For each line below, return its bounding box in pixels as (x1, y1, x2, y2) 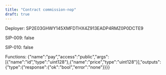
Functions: (5, 53, 27, 59)
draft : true (5, 12, 30, 17)
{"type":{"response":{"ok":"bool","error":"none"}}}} (5, 64, 110, 70)
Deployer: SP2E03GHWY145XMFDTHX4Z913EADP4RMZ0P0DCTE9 (5, 25, 144, 31)
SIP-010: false (5, 44, 34, 50)
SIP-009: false (5, 35, 35, 41)
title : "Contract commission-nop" (5, 7, 77, 12)
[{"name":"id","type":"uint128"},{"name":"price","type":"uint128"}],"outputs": (5, 59, 162, 65)
